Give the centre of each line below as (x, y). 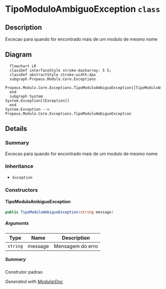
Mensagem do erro (76, 246)
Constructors (21, 190)
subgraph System (26, 96)
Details (16, 129)
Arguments (17, 223)
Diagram (19, 55)
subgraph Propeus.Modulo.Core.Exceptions (53, 79)
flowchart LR (23, 66)
